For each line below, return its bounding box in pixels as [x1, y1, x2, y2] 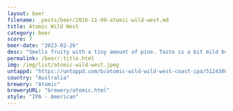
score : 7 [7, 36, 33, 43]
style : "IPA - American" [7, 94, 79, 101]
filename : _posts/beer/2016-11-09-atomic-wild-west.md [7, 17, 169, 23]
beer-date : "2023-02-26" [7, 42, 79, 49]
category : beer [7, 29, 51, 37]
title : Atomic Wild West [7, 23, 79, 30]
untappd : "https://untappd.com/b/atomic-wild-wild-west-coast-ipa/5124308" [7, 68, 231, 74]
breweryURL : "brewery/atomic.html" [7, 87, 110, 94]
